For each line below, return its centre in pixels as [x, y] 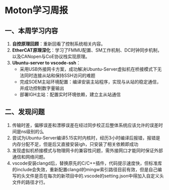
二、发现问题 [25, 112]
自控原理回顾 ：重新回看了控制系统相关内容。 [59, 44]
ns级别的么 [32, 131]
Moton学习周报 [36, 10]
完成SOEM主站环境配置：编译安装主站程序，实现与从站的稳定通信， [90, 82]
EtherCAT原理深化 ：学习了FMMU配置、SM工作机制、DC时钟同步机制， [87, 50]
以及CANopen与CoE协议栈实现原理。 [51, 56]
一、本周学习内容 [31, 31]
